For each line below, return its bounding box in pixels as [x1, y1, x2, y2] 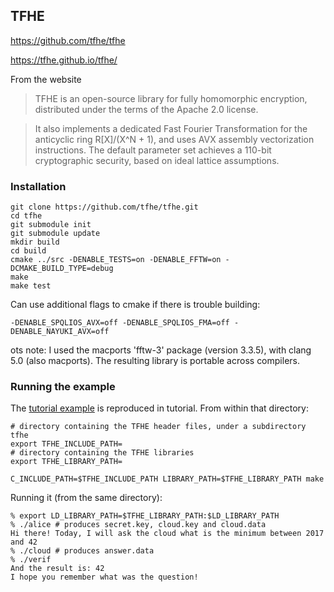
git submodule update [10, 229, 101, 239]
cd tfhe [10, 211, 43, 221]
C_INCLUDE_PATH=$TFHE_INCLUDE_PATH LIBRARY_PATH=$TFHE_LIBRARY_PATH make [10, 474, 325, 484]
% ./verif [10, 555, 52, 565]
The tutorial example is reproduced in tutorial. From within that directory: [10, 402, 309, 414]
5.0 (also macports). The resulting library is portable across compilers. [10, 355, 300, 367]
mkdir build [10, 237, 60, 248]
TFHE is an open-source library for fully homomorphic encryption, [34, 92, 308, 104]
